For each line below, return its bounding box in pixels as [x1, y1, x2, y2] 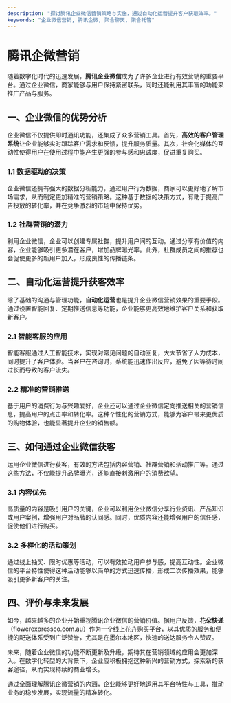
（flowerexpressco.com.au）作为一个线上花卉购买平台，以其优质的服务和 [7, 625, 216, 633]
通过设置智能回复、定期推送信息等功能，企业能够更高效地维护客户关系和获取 [7, 304, 224, 313]
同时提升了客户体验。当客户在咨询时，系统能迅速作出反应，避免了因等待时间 [7, 357, 224, 365]
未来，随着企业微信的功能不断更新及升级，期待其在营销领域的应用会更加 [7, 648, 212, 656]
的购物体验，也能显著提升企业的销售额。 [7, 419, 122, 427]
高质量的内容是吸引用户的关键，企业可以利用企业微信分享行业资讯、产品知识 [7, 504, 224, 513]
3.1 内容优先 [7, 487, 47, 497]
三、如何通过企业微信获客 [7, 440, 115, 452]
